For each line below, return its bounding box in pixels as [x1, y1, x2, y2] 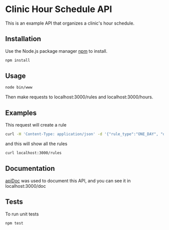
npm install [5, 58, 30, 63]
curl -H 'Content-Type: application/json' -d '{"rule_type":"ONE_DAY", [5, 132, 158, 137]
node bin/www [5, 85, 33, 90]
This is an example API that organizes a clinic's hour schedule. [5, 20, 135, 26]
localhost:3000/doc [5, 183, 46, 189]
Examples [5, 108, 37, 117]
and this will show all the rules [5, 141, 68, 147]
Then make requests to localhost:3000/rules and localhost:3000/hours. [5, 94, 153, 100]
